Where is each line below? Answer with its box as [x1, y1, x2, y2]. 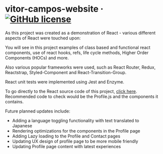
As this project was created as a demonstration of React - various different [5, 30, 156, 36]
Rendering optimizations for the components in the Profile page [12, 128, 140, 134]
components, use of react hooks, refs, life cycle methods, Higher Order [5, 50, 149, 56]
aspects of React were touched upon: [5, 35, 81, 41]
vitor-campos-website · [5, 3, 104, 15]
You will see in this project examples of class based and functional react [5, 44, 151, 50]
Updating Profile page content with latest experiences [12, 143, 121, 149]
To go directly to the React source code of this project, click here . [5, 88, 137, 94]
